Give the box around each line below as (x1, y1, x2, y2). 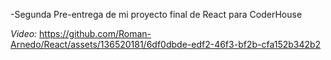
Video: (10, 28, 38, 39)
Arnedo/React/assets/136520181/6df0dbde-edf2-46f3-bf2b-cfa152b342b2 (10, 39, 322, 50)
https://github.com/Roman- (39, 28, 152, 39)
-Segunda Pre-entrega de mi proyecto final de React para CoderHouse (10, 9, 303, 20)
